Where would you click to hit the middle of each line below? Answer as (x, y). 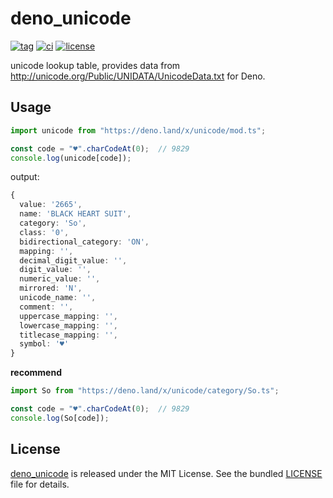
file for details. (40, 484)
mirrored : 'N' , (51, 288)
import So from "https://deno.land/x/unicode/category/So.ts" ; (145, 391)
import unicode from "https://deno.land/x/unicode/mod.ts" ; (138, 130)
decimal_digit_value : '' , (73, 260)
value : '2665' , (51, 205)
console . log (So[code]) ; (60, 418)
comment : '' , (46, 307)
